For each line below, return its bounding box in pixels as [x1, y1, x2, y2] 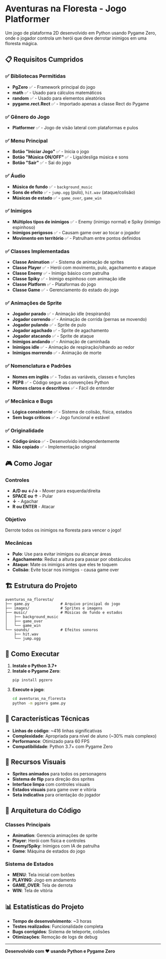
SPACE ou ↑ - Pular [12, 493, 53, 499]
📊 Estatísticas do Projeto [5, 903, 84, 911]
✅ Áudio [5, 172, 26, 179]
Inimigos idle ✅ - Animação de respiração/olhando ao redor [12, 344, 135, 350]
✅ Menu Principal [5, 137, 48, 144]
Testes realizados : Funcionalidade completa [12, 923, 104, 929]
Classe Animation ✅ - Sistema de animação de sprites [12, 259, 124, 265]
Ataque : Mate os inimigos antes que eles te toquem [12, 561, 118, 567]
